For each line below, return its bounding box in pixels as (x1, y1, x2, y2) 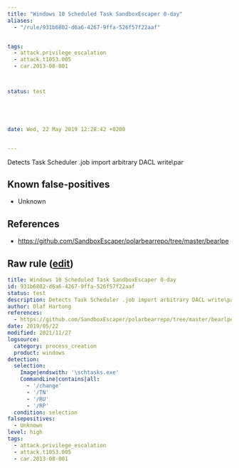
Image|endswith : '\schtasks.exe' (20, 369, 119, 376)
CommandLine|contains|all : (20, 375, 100, 383)
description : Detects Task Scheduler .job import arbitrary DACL (7, 296, 205, 303)
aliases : (7, 17, 33, 24)
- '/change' (26, 383, 62, 390)
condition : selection (14, 409, 78, 416)
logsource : (7, 336, 40, 343)
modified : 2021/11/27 (7, 329, 72, 337)
